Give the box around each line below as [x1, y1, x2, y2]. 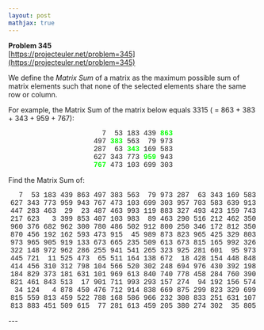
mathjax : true [8, 19, 55, 27]
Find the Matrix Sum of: [8, 175, 85, 184]
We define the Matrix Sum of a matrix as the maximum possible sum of [8, 73, 240, 82]
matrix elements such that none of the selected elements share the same [8, 81, 247, 91]
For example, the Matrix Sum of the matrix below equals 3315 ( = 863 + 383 [8, 104, 256, 115]
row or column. [8, 89, 58, 99]
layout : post [8, 11, 52, 20]
